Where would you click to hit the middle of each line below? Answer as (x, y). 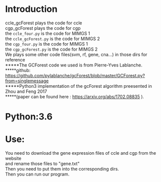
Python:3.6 (29, 117)
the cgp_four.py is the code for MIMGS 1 (47, 44)
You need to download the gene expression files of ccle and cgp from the (80, 153)
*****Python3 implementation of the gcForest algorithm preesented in (79, 86)
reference (15, 60)
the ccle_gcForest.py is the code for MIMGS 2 (53, 39)
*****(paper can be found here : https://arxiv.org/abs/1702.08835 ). (75, 96)
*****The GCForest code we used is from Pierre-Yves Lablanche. (74, 65)
